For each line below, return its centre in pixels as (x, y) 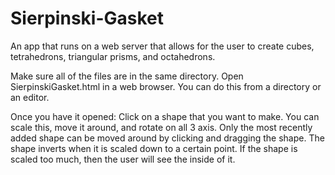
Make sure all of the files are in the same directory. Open (127, 76)
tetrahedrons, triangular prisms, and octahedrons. (113, 56)
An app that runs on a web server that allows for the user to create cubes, (162, 46)
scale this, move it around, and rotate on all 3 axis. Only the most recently (161, 127)
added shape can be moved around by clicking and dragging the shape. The (167, 138)
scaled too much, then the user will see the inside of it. (123, 159)
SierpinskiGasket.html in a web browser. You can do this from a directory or (166, 86)
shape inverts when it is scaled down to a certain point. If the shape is (154, 148)
